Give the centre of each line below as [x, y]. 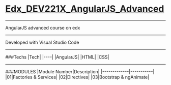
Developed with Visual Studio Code [42, 42]
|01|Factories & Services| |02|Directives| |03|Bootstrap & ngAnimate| [77, 77]
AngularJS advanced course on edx [43, 27]
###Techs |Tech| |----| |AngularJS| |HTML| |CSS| [57, 57]
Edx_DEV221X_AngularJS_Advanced [85, 9]
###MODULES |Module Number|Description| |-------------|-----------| [80, 71]
